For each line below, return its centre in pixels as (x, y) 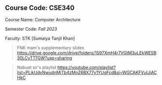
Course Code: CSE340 (40, 8)
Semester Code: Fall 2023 (31, 29)
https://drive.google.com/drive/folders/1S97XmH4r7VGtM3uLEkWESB (87, 53)
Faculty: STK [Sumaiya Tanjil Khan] (40, 38)
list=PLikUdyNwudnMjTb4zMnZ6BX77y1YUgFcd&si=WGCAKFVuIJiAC (87, 72)
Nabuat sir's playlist (37, 67)
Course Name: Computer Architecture (43, 19)
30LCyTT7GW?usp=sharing (44, 58)
